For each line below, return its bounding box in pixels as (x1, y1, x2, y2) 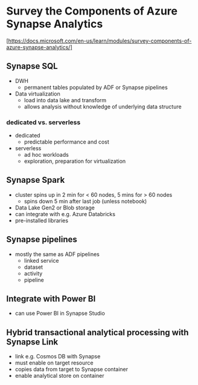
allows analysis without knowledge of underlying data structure (24, 103, 182, 110)
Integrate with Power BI (6, 294, 96, 304)
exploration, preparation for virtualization (24, 157, 126, 165)
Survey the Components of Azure (6, 4, 178, 18)
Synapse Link (6, 337, 59, 347)
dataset (24, 263, 43, 271)
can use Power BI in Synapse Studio (14, 310, 106, 317)
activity (24, 269, 43, 277)
